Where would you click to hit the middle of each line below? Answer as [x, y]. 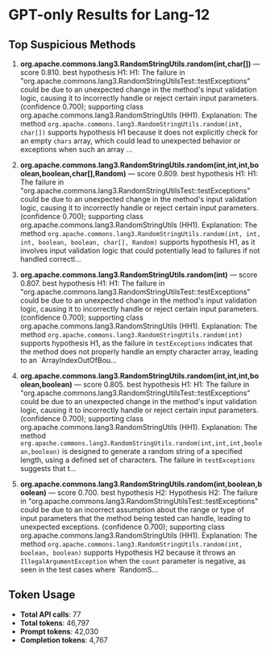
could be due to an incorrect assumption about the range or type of [132, 510]
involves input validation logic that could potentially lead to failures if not [140, 250]
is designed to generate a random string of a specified [152, 451]
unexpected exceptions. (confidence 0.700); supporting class [123, 527]
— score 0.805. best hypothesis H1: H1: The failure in [162, 384]
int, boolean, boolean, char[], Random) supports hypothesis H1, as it [137, 242]
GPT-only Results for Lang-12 [109, 15]
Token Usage [42, 595]
